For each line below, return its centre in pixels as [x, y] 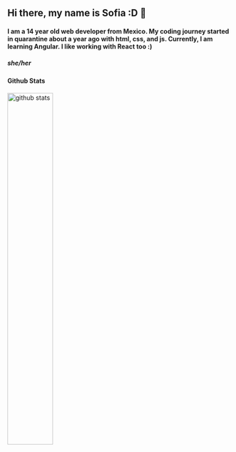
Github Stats [26, 81]
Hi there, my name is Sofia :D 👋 [77, 13]
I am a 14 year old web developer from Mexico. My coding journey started [118, 31]
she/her [19, 63]
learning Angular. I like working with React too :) [80, 46]
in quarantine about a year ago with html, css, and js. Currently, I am [110, 38]
